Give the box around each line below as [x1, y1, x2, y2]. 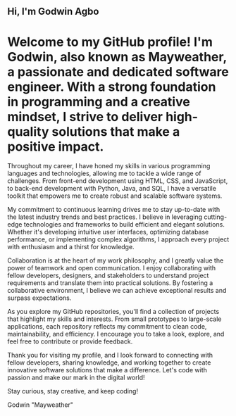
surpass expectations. [7, 294, 72, 302]
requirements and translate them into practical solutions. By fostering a [7, 279, 213, 287]
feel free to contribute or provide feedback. [7, 337, 133, 346]
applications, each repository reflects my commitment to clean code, [7, 322, 207, 331]
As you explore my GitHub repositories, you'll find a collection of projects [7, 308, 220, 316]
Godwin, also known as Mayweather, [7, 49, 227, 65]
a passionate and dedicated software [7, 63, 229, 80]
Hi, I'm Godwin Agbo [7, 6, 99, 18]
